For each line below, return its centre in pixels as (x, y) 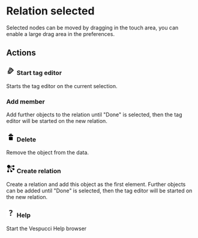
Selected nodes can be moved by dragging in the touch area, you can (92, 28)
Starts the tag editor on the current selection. (62, 86)
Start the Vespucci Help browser (46, 228)
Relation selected (50, 11)
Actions (21, 53)
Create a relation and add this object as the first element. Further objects (96, 184)
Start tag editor (39, 73)
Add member (25, 101)
